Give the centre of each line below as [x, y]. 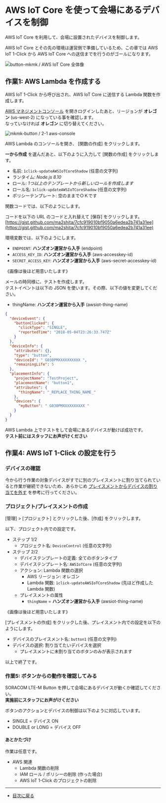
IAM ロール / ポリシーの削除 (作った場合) [61, 774]
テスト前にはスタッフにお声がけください [46, 436]
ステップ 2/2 [25, 552]
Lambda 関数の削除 [39, 768]
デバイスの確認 [23, 468]
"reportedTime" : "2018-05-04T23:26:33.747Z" [65, 332]
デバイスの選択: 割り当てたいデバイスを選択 [57, 645]
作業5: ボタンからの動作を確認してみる [51, 676]
